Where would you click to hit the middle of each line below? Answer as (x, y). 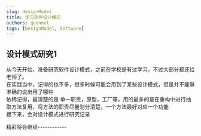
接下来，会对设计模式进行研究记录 (48, 115)
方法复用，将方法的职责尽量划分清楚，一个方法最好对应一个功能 (90, 107)
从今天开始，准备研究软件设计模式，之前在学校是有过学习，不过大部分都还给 (100, 70)
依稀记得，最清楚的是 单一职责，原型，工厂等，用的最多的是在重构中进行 (96, 100)
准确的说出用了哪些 (30, 92)
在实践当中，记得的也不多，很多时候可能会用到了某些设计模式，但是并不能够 (100, 85)
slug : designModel (29, 12)
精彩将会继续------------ (36, 127)
